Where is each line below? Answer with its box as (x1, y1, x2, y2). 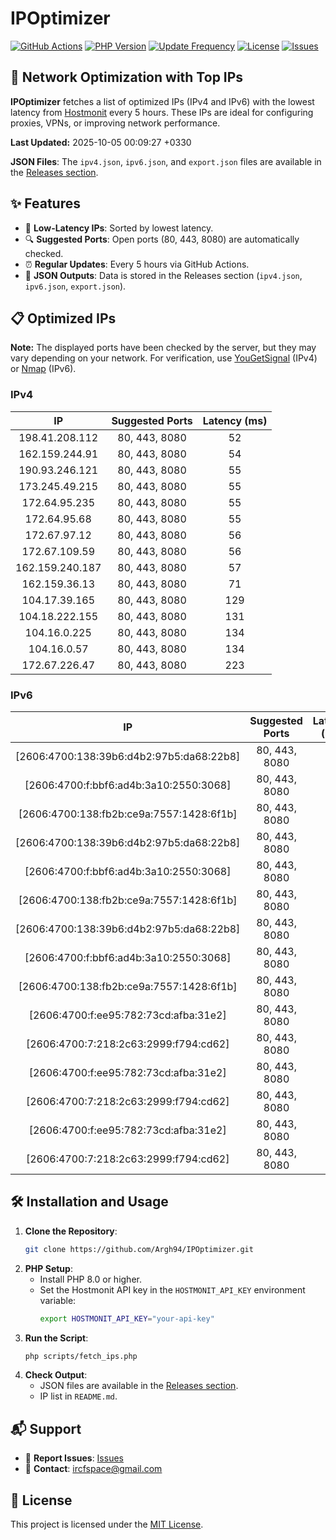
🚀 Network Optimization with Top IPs (10, 69, 244, 86)
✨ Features (10, 195, 81, 212)
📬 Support (10, 1420, 82, 1437)
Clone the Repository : (24, 1225, 118, 1237)
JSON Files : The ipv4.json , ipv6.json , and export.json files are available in (10, 155, 322, 167)
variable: (39, 1294, 77, 1306)
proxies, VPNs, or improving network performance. (10, 117, 221, 129)
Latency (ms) (202, 413, 268, 427)
